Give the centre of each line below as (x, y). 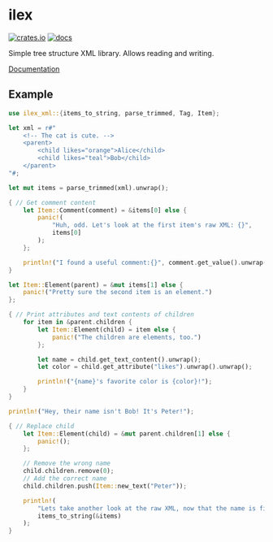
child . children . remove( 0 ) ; (69, 471)
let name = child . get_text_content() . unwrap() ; (119, 359)
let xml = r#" (32, 128)
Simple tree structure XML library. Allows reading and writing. (111, 53)
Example (31, 95)
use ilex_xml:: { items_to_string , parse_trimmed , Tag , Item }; (114, 113)
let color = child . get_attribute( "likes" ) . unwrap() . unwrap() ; (145, 367)
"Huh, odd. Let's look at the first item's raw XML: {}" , (152, 225)
